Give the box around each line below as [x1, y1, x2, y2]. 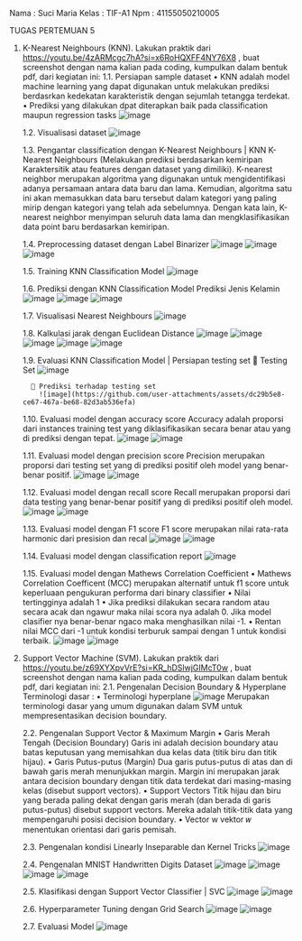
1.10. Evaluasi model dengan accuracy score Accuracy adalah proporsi [22, 414, 284, 424]
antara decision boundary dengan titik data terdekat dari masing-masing [22, 776, 291, 786]
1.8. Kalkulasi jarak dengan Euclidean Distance [22, 328, 196, 338]
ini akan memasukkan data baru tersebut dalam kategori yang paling [22, 193, 278, 203]
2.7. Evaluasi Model [22, 921, 95, 932]
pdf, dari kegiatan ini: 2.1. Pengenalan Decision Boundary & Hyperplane [22, 681, 287, 692]
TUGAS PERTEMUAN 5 [9, 25, 96, 35]
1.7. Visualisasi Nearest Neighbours [22, 310, 153, 321]
